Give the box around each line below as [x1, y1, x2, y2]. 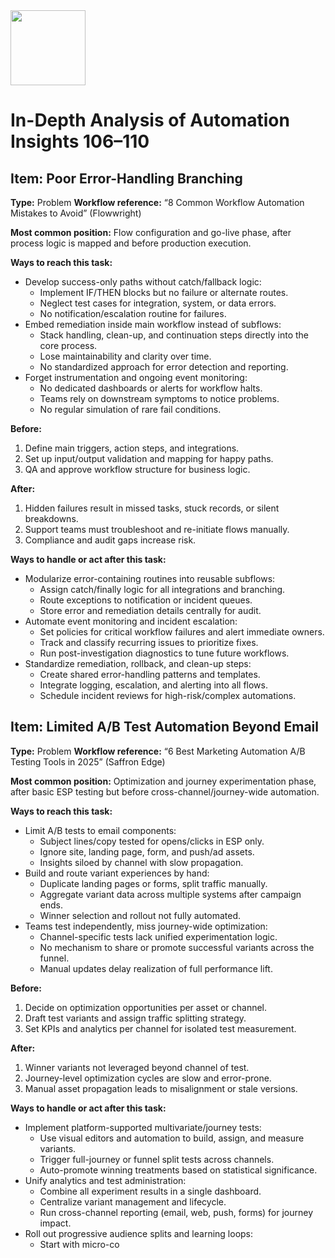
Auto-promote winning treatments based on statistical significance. [39, 1164, 318, 1176]
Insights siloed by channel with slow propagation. [39, 856, 244, 868]
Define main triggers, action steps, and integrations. [24, 442, 240, 454]
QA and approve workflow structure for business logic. [24, 464, 251, 475]
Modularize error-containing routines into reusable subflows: [24, 573, 276, 584]
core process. [39, 340, 98, 351]
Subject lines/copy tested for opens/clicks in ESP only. [39, 835, 265, 847]
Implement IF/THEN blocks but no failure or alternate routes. [39, 287, 289, 298]
